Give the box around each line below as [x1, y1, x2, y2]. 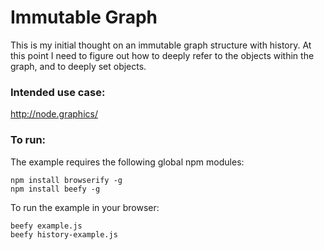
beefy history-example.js [10, 229, 118, 240]
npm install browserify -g [10, 175, 123, 185]
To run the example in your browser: [10, 201, 160, 213]
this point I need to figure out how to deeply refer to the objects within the [10, 49, 315, 61]
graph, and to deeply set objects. [10, 60, 147, 72]
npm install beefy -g [10, 184, 101, 194]
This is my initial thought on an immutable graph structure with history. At [10, 39, 312, 51]
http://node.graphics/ [10, 108, 98, 120]
